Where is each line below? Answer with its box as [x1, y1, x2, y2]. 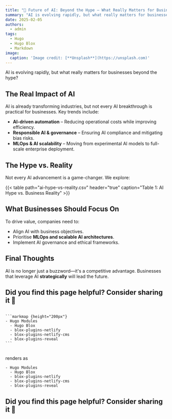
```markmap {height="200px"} [5, 314, 68, 319]
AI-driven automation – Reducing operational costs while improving [12, 119, 157, 125]
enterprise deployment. [25, 146, 75, 152]
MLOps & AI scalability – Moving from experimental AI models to [12, 141, 150, 147]
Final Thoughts [5, 254, 55, 263]
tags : [5, 31, 17, 36]
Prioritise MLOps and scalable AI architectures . [12, 234, 114, 240]
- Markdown [10, 46, 33, 51]
